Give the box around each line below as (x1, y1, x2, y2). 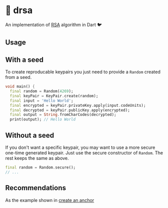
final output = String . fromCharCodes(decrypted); (10, 112, 116, 117)
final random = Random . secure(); (5, 164, 76, 170)
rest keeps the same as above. (5, 155, 69, 161)
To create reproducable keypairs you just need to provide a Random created (5, 69, 161, 75)
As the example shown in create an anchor (5, 197, 95, 203)
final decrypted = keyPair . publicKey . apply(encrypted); (10, 107, 130, 113)
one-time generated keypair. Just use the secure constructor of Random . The (5, 149, 163, 156)
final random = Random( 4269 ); (10, 89, 73, 94)
